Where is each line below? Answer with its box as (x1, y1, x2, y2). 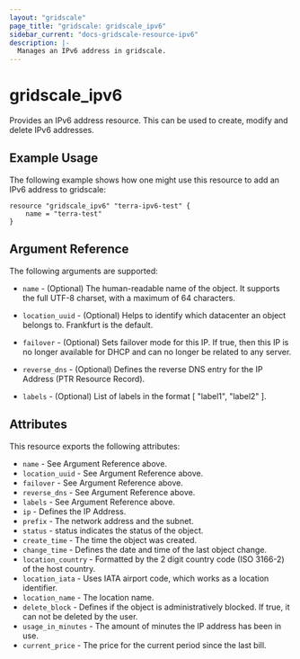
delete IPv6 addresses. (9, 125, 94, 136)
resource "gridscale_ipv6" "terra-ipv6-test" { (9, 201, 191, 210)
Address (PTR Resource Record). (22, 373, 146, 384)
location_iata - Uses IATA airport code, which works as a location (22, 573, 269, 583)
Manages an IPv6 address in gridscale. (17, 47, 167, 56)
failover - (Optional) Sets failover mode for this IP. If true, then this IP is (22, 336, 289, 347)
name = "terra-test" (25, 209, 102, 218)
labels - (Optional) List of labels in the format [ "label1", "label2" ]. (22, 390, 267, 401)
